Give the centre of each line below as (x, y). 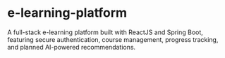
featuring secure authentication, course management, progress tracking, (113, 39)
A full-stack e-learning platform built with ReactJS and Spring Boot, (105, 32)
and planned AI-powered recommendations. (72, 47)
